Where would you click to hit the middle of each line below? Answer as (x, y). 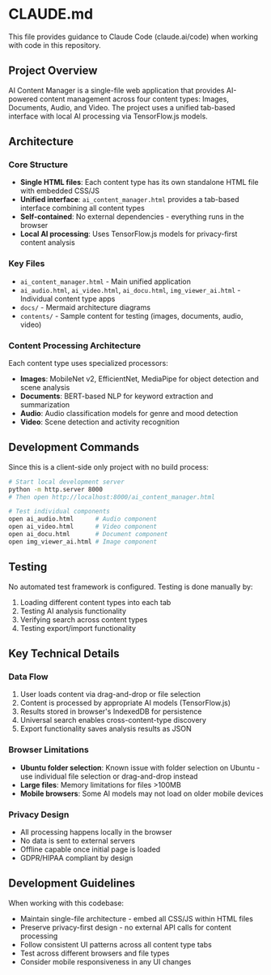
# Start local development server (67, 482)
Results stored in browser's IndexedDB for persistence (111, 711)
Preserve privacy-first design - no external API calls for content (126, 927)
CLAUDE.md (51, 14)
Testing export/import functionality (78, 628)
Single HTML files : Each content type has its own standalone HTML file (139, 183)
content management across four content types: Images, (134, 99)
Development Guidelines (72, 884)
